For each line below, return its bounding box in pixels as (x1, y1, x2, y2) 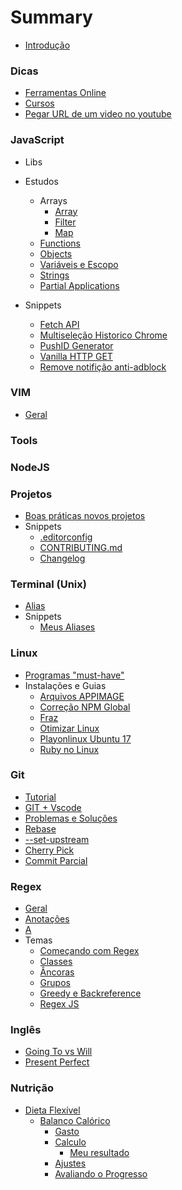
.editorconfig (39, 531, 93, 543)
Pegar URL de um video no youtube (24, 108, 172, 120)
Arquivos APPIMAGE (39, 690, 125, 702)
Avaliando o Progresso (54, 1167, 148, 1180)
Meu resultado (69, 1146, 130, 1158)
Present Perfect (24, 1056, 90, 1068)
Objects (39, 247, 73, 260)
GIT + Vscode (24, 801, 82, 813)
